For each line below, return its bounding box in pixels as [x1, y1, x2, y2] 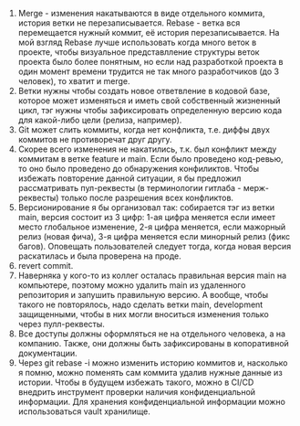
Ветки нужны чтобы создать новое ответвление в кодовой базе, [17, 86, 271, 96]
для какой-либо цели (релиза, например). [17, 114, 182, 125]
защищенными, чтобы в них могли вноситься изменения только [17, 309, 269, 319]
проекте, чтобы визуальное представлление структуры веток [17, 47, 260, 58]
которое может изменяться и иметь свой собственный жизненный [17, 95, 281, 106]
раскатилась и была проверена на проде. [17, 250, 182, 261]
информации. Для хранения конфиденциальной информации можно [17, 397, 285, 407]
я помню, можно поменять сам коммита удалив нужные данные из [17, 367, 283, 378]
